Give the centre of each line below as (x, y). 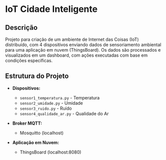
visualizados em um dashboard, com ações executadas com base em (77, 55)
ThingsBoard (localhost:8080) (50, 152)
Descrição (21, 28)
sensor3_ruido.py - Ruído (46, 108)
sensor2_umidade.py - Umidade (51, 103)
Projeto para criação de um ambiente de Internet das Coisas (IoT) (72, 39)
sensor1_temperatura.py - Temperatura (60, 97)
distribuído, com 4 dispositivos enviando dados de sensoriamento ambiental (83, 45)
